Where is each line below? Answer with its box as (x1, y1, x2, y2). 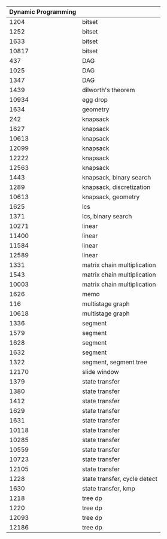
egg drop (81, 96, 108, 103)
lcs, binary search (81, 212, 132, 220)
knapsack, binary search (81, 173, 151, 181)
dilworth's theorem (81, 86, 135, 94)
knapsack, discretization (81, 183, 151, 191)
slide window (81, 368, 119, 376)
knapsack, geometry (81, 193, 140, 201)
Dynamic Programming (9, 8, 77, 16)
